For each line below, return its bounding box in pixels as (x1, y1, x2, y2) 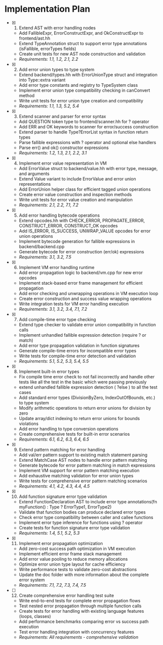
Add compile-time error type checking (19, 316, 96, 322)
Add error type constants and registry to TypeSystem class (19, 82, 138, 88)
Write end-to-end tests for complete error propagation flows (19, 597, 141, 603)
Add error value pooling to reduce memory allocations (19, 556, 128, 562)
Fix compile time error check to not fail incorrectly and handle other (19, 373, 155, 379)
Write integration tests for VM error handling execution (19, 300, 129, 307)
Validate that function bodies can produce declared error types (19, 509, 146, 515)
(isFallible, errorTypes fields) (19, 46, 77, 51)
